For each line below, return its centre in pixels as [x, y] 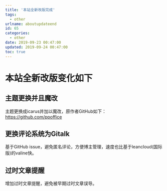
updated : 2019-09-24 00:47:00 [37, 47]
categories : [17, 33]
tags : [11, 15]
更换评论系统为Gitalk [37, 134]
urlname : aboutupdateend [31, 24]
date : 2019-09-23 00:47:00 [33, 43]
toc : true [15, 52]
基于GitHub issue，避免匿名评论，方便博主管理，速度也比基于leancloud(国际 [84, 147]
